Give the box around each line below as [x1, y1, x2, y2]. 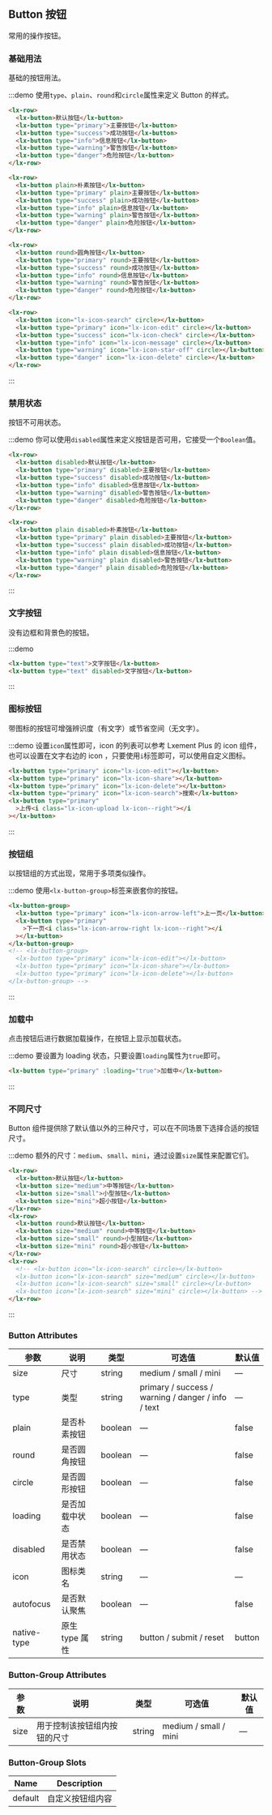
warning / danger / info [139, 1392, 227, 1403]
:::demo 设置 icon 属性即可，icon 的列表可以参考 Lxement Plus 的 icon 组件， [8, 740, 261, 750]
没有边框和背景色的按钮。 [8, 627, 94, 637]
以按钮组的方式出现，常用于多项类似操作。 [8, 868, 151, 878]
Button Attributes [8, 1329, 79, 1341]
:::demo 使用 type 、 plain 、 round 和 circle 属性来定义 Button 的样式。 [8, 90, 233, 100]
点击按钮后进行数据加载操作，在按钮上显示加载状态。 [8, 1034, 186, 1043]
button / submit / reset [139, 1632, 224, 1643]
